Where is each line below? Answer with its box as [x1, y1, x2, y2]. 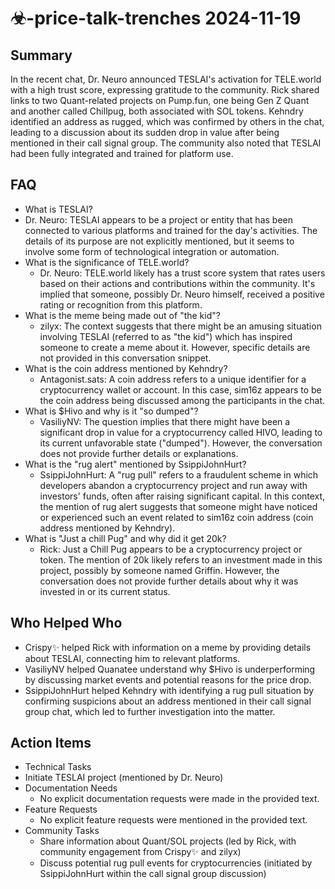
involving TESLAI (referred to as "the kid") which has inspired [39, 330, 293, 342]
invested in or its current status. [39, 585, 171, 597]
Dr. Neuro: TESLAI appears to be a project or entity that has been [24, 213, 293, 226]
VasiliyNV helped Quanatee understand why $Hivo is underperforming [24, 663, 316, 675]
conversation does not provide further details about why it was [39, 575, 299, 587]
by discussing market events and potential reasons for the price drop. [24, 673, 312, 686]
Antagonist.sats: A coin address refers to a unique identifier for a [39, 373, 307, 385]
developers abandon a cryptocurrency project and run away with [39, 479, 308, 491]
